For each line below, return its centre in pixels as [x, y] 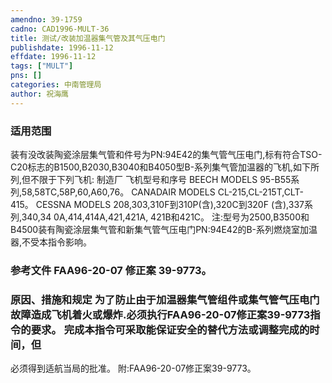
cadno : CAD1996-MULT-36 [60, 29]
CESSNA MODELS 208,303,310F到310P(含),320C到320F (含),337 [170, 204]
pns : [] [26, 76]
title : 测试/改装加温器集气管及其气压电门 [88, 38]
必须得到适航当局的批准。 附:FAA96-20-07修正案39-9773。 [133, 368]
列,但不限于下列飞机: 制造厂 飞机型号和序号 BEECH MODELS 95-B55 [151, 179]
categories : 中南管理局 [56, 85]
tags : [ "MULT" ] [42, 66]
